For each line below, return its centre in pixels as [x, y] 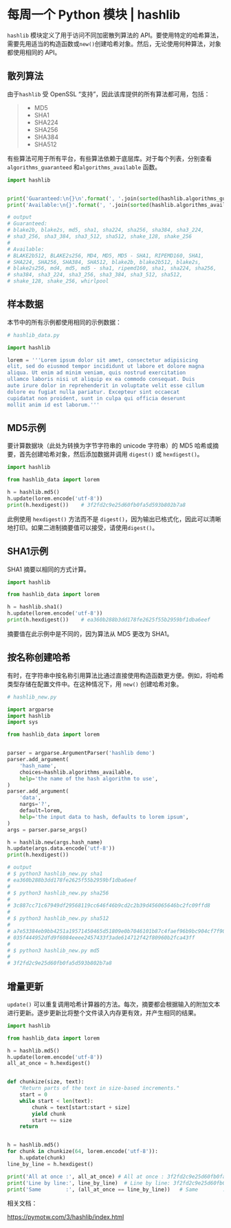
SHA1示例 [28, 551]
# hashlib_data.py [33, 335]
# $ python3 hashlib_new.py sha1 [55, 874]
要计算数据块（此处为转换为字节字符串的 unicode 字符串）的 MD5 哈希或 [110, 446]
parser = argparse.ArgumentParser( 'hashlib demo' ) [81, 753]
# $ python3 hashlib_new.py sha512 [58, 919]
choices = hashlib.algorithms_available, [77, 772]
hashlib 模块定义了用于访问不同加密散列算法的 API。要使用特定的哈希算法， [115, 35]
